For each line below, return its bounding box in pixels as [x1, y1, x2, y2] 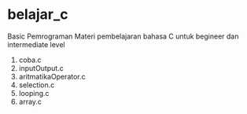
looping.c [18, 88, 50, 97]
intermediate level [7, 39, 65, 49]
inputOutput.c [18, 63, 64, 72]
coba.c [18, 55, 42, 64]
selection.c [18, 80, 55, 90]
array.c [18, 97, 42, 106]
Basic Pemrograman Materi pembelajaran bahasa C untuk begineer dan [7, 31, 239, 41]
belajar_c [7, 6, 68, 24]
